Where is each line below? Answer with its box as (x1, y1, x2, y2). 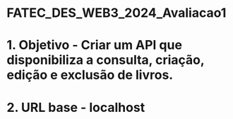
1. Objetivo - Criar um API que (6, 37, 183, 54)
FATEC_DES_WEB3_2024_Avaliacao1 (6, 5, 227, 21)
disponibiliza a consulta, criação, (6, 52, 205, 68)
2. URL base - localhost (6, 99, 145, 115)
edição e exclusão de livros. (6, 67, 174, 83)
